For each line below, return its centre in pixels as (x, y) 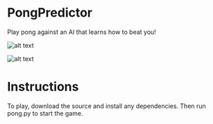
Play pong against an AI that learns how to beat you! (82, 32)
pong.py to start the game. (45, 113)
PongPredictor (50, 13)
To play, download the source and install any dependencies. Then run (106, 106)
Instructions (43, 87)
